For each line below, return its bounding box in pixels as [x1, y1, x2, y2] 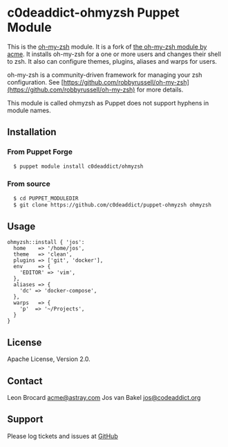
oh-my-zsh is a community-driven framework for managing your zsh [7, 71, 202, 79]
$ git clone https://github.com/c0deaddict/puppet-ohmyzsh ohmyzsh [13, 201, 212, 209]
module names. [7, 106, 51, 114]
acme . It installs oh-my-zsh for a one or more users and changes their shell [7, 50, 221, 58]
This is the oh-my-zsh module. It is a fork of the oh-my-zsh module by [7, 42, 207, 51]
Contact [7, 375, 43, 387]
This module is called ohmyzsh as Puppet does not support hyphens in [7, 98, 209, 107]
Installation [7, 126, 57, 138]
